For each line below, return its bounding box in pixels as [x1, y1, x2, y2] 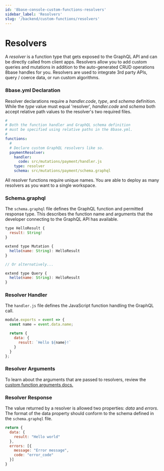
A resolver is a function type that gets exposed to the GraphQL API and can [5, 54, 158, 59]
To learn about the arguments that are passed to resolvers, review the [5, 377, 146, 383]
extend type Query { [5, 271, 48, 276]
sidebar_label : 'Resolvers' [5, 12, 63, 17]
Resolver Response [5, 394, 53, 401]
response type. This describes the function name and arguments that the [5, 211, 153, 217]
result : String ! [9, 231, 43, 235]
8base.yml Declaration [5, 87, 60, 94]
